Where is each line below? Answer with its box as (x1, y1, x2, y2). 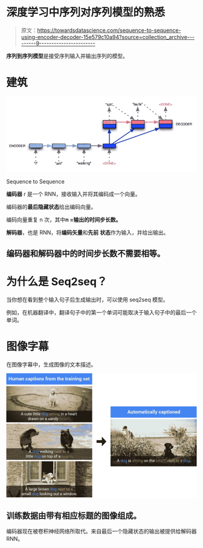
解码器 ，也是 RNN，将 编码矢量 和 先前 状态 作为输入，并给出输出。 (6, 229, 169, 236)
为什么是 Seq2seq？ (6, 275, 108, 288)
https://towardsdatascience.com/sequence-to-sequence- (37, 27, 181, 34)
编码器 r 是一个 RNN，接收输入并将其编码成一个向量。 (6, 191, 141, 198)
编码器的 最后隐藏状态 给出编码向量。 (6, 203, 97, 211)
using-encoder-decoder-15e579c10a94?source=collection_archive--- (21, 33, 195, 40)
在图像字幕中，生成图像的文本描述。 (6, 360, 97, 368)
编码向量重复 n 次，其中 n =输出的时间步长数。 (6, 216, 121, 223)
